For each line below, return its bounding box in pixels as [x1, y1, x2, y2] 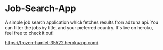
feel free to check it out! [5, 30, 54, 36]
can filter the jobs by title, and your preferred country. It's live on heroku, [5, 24, 153, 30]
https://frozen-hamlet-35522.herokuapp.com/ [5, 39, 99, 45]
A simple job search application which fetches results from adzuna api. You [5, 19, 159, 25]
